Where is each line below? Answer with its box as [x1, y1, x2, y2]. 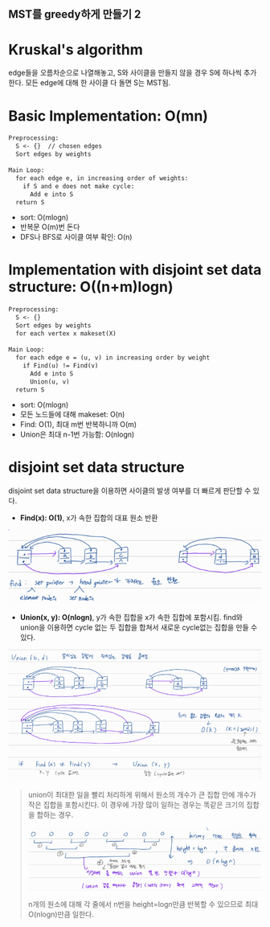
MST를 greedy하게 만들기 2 [8, 7, 141, 22]
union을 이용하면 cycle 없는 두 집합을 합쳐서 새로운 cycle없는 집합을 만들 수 [19, 622, 258, 632]
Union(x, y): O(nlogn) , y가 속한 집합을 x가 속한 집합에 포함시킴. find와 [19, 612, 243, 621]
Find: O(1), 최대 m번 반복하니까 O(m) [19, 420, 137, 429]
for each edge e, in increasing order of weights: [15, 174, 189, 183]
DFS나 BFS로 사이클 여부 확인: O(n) [19, 232, 133, 242]
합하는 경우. [36, 810, 74, 820]
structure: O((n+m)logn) [8, 278, 174, 296]
